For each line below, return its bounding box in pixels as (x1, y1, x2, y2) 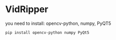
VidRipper (5, 4, 49, 15)
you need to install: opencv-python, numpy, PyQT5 (5, 20, 111, 26)
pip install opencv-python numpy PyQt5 (5, 30, 90, 35)
